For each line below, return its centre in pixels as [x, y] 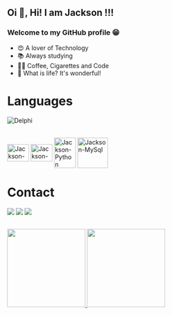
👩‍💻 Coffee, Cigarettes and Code [63, 65]
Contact [31, 192]
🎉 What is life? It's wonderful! [59, 73]
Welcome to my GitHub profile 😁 [63, 33]
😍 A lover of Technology [53, 48]
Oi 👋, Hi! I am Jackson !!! [61, 13]
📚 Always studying [45, 56]
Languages [40, 101]
